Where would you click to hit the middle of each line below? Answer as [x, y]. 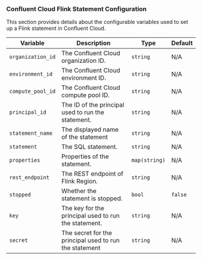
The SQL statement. [89, 147]
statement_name [31, 133]
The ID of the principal [93, 105]
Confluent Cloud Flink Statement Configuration [77, 9]
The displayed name [90, 129]
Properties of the [85, 156]
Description [93, 43]
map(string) [148, 160]
